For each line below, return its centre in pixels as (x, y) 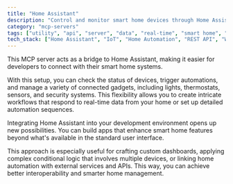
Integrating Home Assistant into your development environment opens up (112, 123)
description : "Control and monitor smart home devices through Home (108, 20)
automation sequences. (41, 110)
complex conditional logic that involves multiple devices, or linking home (111, 159)
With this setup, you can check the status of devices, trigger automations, (113, 80)
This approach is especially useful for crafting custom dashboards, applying (116, 151)
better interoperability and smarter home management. (86, 174)
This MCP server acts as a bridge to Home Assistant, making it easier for (111, 59)
